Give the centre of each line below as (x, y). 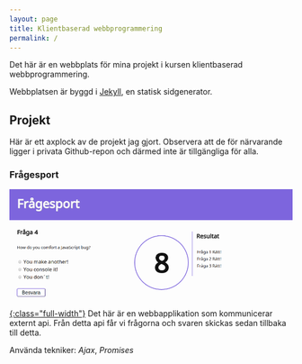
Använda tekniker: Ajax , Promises (71, 350)
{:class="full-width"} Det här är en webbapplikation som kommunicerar (141, 314)
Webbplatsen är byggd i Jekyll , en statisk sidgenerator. (111, 92)
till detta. (26, 332)
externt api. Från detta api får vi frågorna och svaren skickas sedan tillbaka (148, 323)
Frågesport (34, 175)
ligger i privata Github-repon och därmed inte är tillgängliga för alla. (134, 151)
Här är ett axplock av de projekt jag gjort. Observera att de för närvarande (146, 142)
